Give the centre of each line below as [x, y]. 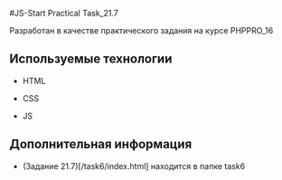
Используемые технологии [91, 59]
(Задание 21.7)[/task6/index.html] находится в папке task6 [134, 166]
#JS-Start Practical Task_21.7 [64, 13]
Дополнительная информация [101, 144]
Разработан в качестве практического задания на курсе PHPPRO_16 [141, 30]
